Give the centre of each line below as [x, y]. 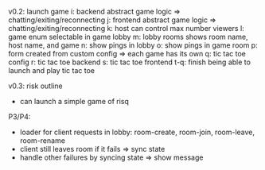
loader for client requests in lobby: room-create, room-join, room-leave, [137, 132]
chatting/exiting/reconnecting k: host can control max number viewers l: [126, 28]
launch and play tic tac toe [52, 70]
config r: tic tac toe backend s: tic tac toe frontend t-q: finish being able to [129, 62]
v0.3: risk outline [35, 86]
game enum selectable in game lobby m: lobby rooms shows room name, [128, 37]
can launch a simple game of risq [74, 101]
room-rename [43, 141]
